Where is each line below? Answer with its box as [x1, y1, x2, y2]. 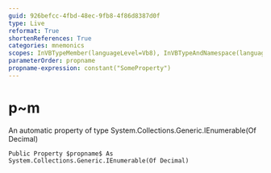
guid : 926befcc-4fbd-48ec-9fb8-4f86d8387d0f [8, 11, 161, 20]
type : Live [8, 19, 45, 27]
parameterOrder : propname [8, 57, 95, 65]
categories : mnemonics [8, 42, 85, 50]
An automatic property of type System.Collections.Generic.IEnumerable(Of [8, 126, 256, 135]
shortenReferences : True [8, 34, 92, 43]
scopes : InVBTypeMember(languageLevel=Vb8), [8, 49, 161, 57]
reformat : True [8, 27, 60, 35]
